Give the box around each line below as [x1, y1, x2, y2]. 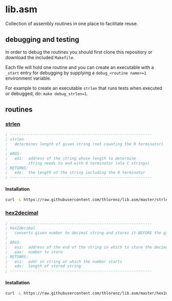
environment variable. [5, 75, 51, 81]
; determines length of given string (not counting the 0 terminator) [5, 142, 164, 147]
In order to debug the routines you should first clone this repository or [5, 49, 153, 55]
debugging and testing [5, 35, 79, 44]
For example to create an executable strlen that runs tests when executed [5, 85, 162, 91]
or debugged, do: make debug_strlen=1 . [5, 90, 89, 97]
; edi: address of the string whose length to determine [5, 156, 137, 161]
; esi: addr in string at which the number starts [5, 259, 123, 264]
